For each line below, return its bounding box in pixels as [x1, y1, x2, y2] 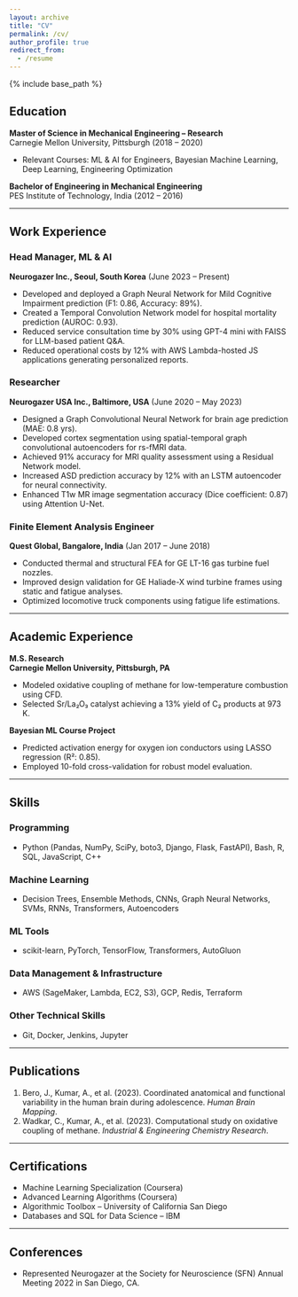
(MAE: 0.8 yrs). [21, 423, 78, 434]
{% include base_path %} [9, 79, 103, 89]
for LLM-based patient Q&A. [21, 335, 126, 346]
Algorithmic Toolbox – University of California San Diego [21, 1201, 228, 1212]
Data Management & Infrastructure [9, 967, 162, 980]
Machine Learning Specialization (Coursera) [21, 1183, 184, 1193]
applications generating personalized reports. [21, 354, 189, 364]
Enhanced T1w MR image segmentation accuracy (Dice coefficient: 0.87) [21, 488, 288, 499]
